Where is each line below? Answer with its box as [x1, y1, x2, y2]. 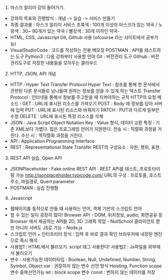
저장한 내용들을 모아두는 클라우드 [32, 60, 98, 66]
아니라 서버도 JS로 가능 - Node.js [15, 225, 83, 231]
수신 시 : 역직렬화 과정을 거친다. [21, 132, 83, 138]
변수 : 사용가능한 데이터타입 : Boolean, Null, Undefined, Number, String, [10, 257, 156, 262]
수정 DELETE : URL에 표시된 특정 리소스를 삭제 [10, 114, 103, 119]
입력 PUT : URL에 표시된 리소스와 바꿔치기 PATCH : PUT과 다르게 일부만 [15, 107, 160, 113]
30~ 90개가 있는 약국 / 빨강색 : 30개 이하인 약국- [22, 28, 120, 34]
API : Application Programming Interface [10, 138, 95, 144]
